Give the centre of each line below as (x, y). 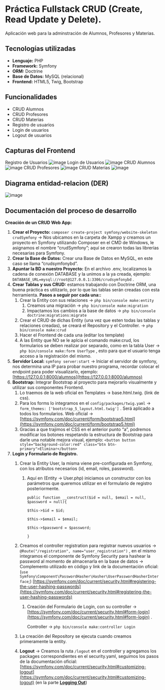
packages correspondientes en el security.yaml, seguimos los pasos (89, 656)
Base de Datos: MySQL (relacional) (48, 76)
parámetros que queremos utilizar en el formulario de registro (89, 483)
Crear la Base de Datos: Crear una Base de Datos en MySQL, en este (82, 258)
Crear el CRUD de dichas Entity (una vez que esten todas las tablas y (90, 320)
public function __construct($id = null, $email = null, (86, 498)
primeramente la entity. (43, 641)
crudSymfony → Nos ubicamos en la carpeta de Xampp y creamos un (82, 237)
